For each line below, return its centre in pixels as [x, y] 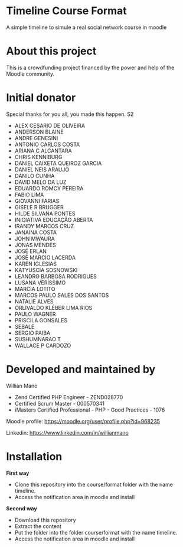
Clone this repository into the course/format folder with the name [94, 484]
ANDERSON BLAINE [39, 132]
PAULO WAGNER [35, 314]
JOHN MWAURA [35, 238]
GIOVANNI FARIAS [37, 201]
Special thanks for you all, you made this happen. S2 [70, 114]
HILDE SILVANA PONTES [45, 213]
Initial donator [41, 98]
